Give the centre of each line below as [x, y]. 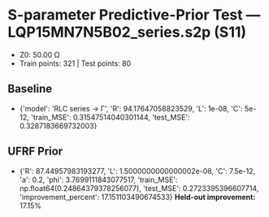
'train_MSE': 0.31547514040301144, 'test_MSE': [111, 117]
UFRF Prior [35, 152]
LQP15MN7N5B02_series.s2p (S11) [127, 32]
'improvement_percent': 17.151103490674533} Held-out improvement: [137, 197]
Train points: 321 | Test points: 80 [75, 63]
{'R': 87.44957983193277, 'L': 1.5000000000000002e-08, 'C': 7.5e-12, [137, 171]
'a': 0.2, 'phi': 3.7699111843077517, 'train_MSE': [98, 180]
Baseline [30, 89]
